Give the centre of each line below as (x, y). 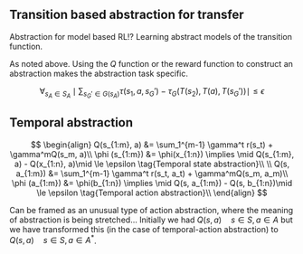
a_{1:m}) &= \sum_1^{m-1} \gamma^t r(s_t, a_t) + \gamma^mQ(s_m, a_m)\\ (152, 173)
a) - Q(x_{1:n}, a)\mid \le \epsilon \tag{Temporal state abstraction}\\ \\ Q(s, (152, 164)
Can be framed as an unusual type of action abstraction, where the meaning (151, 210)
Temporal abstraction (71, 122)
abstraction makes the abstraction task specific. (99, 73)
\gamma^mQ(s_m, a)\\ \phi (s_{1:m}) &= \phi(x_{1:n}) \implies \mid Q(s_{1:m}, (152, 154)
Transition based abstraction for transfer (127, 15)
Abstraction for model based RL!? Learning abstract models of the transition (151, 36)
